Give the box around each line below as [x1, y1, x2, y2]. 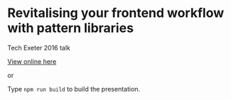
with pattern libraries [7, 20, 134, 36]
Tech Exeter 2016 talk [7, 43, 71, 52]
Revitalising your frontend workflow [7, 5, 225, 21]
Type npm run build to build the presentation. [7, 84, 141, 93]
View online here [7, 57, 57, 65]
